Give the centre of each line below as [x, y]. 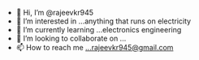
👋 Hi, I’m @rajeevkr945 [55, 13]
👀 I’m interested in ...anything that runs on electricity [104, 21]
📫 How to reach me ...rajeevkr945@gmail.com [95, 47]
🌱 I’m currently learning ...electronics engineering [99, 30]
